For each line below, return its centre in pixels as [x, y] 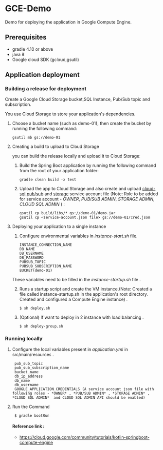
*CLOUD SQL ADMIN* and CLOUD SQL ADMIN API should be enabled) [79, 398]
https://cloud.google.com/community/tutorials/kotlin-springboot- [84, 437]
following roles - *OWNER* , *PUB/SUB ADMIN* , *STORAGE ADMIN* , [81, 393]
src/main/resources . [33, 354]
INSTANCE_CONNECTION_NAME [45, 245]
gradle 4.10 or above [33, 49]
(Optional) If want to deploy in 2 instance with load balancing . [81, 317]
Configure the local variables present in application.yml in [70, 349]
